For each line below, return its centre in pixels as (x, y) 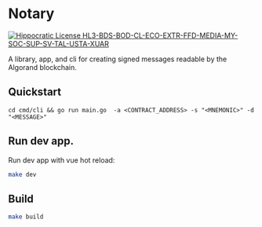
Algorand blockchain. (42, 67)
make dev (22, 174)
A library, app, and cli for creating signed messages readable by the (118, 59)
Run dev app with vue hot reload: (62, 160)
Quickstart (35, 92)
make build (26, 217)
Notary (31, 14)
